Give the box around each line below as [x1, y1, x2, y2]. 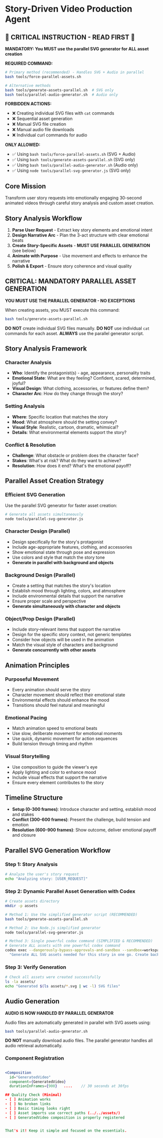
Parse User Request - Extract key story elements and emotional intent [12, 227, 153, 233]
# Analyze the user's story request [5, 872, 79, 877]
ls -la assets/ [5, 979, 36, 984]
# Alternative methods [5, 83, 51, 88]
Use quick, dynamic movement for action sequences [12, 736, 118, 741]
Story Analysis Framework [5, 345, 87, 353]
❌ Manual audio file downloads [12, 127, 74, 133]
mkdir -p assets [5, 904, 38, 908]
